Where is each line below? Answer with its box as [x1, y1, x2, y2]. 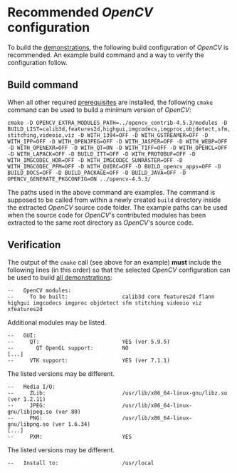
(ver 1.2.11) [7, 395, 46, 403]
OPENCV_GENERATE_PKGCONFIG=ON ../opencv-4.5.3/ [7, 176, 152, 183]
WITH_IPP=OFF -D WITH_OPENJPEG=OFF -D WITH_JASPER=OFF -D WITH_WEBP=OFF [7, 138, 228, 145]
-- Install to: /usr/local [7, 459, 154, 467]
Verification [7, 239, 61, 251]
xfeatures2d [7, 305, 43, 312]
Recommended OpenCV [7, 4, 154, 21]
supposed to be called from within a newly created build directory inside [7, 195, 221, 204]
